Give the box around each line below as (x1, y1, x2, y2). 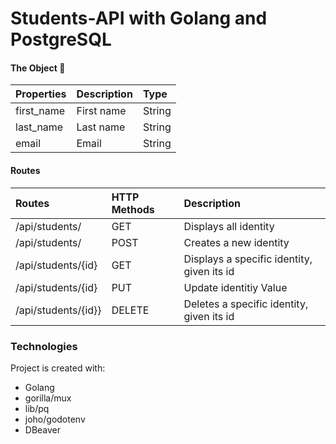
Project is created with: (10, 362, 106, 374)
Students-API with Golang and (10, 7, 268, 30)
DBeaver (24, 423, 62, 436)
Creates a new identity (183, 235, 290, 249)
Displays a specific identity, (183, 252, 313, 266)
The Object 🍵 (10, 62, 66, 74)
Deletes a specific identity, (183, 297, 309, 311)
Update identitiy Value (183, 280, 288, 294)
